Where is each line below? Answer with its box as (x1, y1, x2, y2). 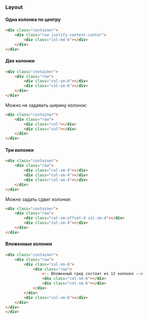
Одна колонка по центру (5, 16, 61, 23)
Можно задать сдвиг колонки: (5, 196, 72, 202)
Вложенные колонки (5, 241, 52, 247)
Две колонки (5, 58, 35, 64)
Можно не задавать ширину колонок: (5, 102, 88, 108)
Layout (5, 4, 23, 11)
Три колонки (5, 147, 34, 153)
